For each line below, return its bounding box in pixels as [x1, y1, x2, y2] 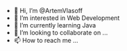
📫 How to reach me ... [13, 37, 78, 44]
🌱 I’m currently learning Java [13, 21, 96, 29]
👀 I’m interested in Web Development [13, 14, 120, 22]
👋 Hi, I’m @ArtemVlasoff [13, 7, 83, 14]
